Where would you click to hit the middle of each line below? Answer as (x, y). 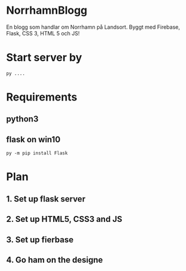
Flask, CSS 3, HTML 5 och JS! (43, 33)
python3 (22, 119)
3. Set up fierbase (40, 240)
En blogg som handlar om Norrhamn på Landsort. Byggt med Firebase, (93, 27)
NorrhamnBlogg (47, 10)
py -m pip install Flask (37, 153)
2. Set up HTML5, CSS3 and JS (64, 219)
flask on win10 (33, 139)
